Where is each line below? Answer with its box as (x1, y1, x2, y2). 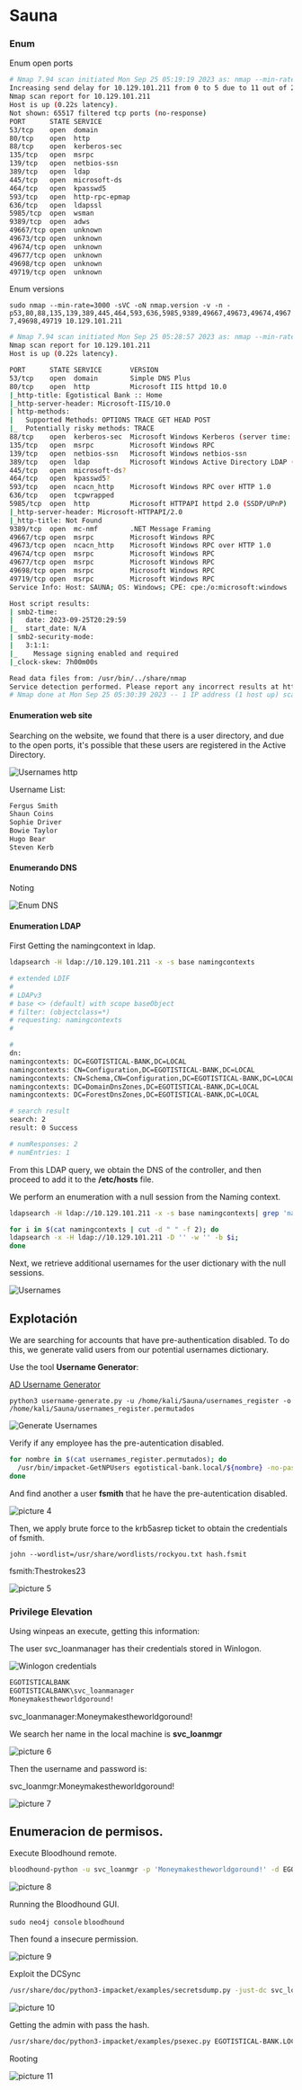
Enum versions (9, 284, 65, 295)
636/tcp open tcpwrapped (9, 491, 115, 500)
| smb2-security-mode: (9, 633, 94, 642)
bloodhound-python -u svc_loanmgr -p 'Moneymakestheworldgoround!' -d (9, 1865, 280, 1874)
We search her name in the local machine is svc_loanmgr (9, 1728, 223, 1739)
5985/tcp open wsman (9, 209, 94, 218)
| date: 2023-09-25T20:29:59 (9, 616, 127, 625)
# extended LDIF (9, 974, 70, 983)
